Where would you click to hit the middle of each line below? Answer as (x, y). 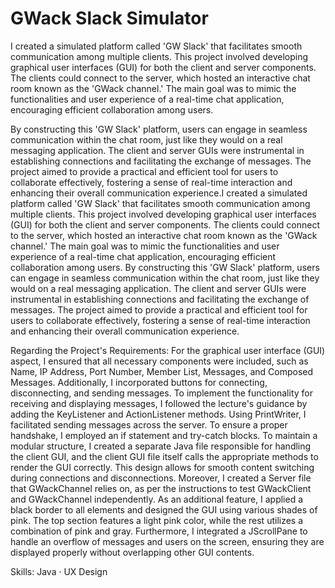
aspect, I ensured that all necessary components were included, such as (159, 361)
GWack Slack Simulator (109, 18)
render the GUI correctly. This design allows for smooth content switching (162, 467)
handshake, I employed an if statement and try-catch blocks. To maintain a (164, 435)
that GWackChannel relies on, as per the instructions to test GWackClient (161, 488)
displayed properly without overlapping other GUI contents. (132, 552)
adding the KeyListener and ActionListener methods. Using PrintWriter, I (158, 414)
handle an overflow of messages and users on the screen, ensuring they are (167, 541)
